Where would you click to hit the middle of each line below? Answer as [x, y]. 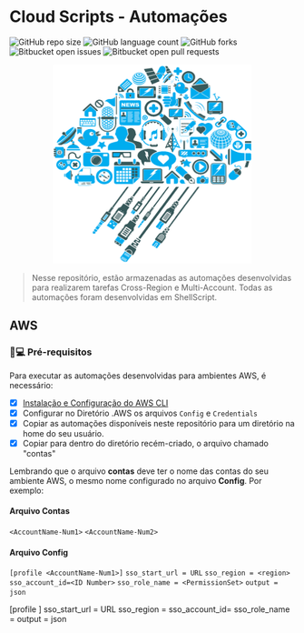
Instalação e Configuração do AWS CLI [95, 403]
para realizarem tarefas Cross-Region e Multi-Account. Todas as [152, 287]
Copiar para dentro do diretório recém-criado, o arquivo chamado [146, 443]
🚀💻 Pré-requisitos [51, 352]
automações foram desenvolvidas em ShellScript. [124, 296]
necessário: [31, 385]
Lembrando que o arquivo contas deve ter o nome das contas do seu [139, 471]
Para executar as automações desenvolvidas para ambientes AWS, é [138, 376]
